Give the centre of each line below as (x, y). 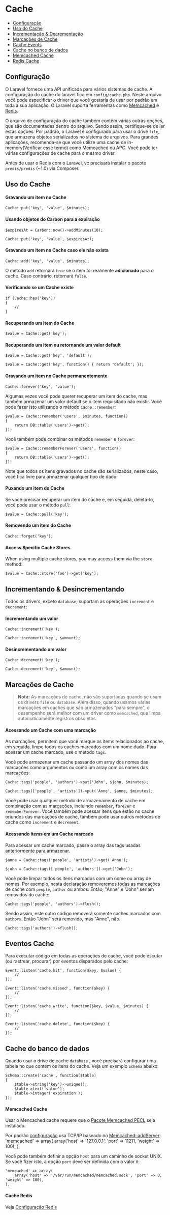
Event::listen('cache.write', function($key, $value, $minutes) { (77, 1006)
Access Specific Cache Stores (38, 547)
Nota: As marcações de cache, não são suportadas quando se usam (89, 697)
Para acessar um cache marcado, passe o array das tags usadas (73, 845)
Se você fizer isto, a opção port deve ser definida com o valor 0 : (72, 1162)
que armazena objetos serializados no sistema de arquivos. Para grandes (82, 137)
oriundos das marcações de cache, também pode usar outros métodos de (83, 817)
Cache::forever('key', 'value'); (41, 387)
